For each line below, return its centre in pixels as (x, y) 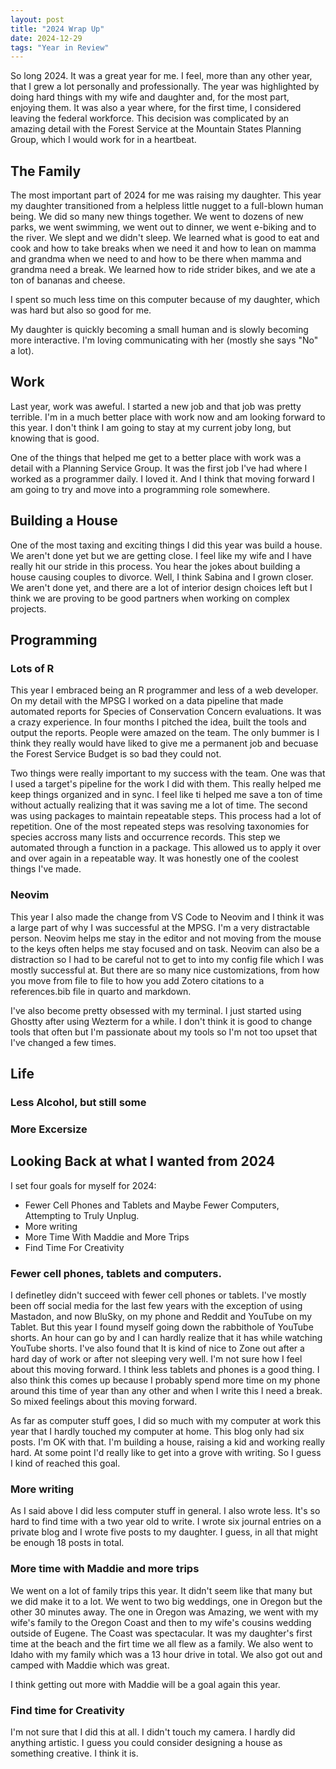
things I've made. (46, 869)
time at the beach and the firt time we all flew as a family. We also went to (162, 1643)
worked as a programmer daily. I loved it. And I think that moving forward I (162, 478)
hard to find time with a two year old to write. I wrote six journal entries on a (166, 1522)
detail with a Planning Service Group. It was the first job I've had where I (159, 468)
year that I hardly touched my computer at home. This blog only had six (157, 1432)
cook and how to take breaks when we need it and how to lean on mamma (163, 248)
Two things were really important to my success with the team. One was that (168, 773)
